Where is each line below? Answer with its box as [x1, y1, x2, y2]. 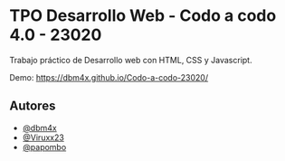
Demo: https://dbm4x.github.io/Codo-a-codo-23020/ [9, 71, 209, 82]
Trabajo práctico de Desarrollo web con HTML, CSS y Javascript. [9, 54, 252, 65]
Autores [9, 99, 56, 114]
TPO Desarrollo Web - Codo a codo [9, 5, 277, 26]
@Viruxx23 [22, 132, 65, 143]
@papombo [22, 141, 67, 152]
